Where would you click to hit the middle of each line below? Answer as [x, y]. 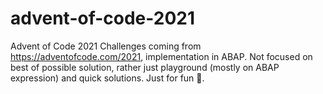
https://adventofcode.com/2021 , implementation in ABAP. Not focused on [161, 56]
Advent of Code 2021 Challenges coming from [106, 46]
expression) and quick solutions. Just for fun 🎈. [107, 78]
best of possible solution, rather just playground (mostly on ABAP [145, 67]
